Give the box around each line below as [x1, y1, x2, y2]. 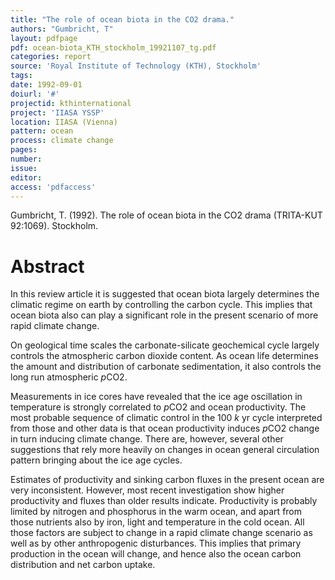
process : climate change [10, 136, 114, 146]
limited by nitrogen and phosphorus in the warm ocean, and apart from [10, 506, 303, 518]
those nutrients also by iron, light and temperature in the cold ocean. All [10, 516, 305, 528]
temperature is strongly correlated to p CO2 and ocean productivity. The [10, 401, 307, 413]
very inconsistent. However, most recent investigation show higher [10, 484, 285, 496]
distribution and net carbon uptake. [10, 559, 156, 571]
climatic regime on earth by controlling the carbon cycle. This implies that [10, 299, 313, 311]
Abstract [10, 255, 85, 278]
